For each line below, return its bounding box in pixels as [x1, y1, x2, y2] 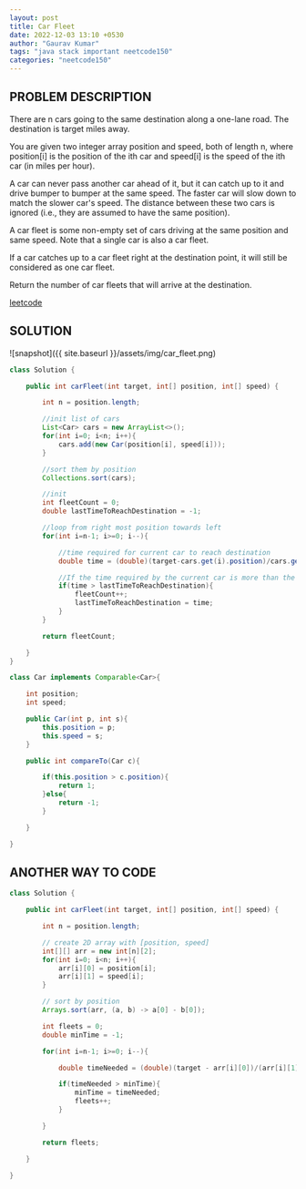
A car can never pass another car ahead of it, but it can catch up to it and [9, 178, 284, 189]
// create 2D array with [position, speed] [42, 938, 209, 948]
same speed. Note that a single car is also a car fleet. [9, 234, 209, 245]
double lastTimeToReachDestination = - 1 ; [42, 507, 202, 516]
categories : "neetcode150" [9, 56, 112, 65]
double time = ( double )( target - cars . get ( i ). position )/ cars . [57, 557, 291, 566]
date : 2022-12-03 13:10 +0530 [9, 30, 125, 39]
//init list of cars [42, 415, 120, 424]
